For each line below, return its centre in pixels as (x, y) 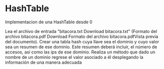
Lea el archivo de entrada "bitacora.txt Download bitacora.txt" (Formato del (81, 31)
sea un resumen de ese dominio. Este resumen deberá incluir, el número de (81, 47)
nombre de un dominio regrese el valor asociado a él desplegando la (74, 57)
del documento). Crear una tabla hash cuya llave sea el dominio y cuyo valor (82, 41)
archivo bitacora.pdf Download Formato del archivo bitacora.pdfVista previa (82, 36)
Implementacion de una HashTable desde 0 (49, 22)
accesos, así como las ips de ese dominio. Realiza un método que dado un (80, 52)
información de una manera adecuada (44, 62)
